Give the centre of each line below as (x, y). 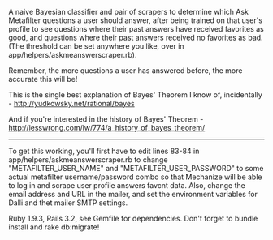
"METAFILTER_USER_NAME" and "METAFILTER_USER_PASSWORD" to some (136, 168)
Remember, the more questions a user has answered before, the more (126, 71)
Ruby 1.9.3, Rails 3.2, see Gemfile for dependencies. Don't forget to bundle (133, 219)
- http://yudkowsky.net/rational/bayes (72, 103)
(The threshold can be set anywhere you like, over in (96, 46)
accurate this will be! (43, 79)
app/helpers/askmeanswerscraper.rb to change (88, 160)
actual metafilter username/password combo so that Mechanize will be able (135, 177)
